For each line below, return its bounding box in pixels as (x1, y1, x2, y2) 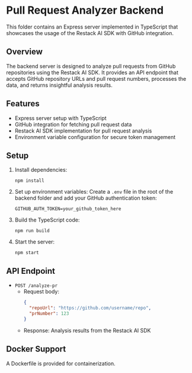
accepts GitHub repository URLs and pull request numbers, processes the (6, 75, 187, 82)
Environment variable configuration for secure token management (14, 133, 176, 140)
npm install (14, 178, 44, 184)
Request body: (23, 288, 59, 295)
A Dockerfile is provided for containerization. (6, 360, 116, 367)
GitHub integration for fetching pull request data (14, 121, 132, 128)
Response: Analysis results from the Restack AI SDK (23, 327, 151, 334)
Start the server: (14, 238, 55, 245)
